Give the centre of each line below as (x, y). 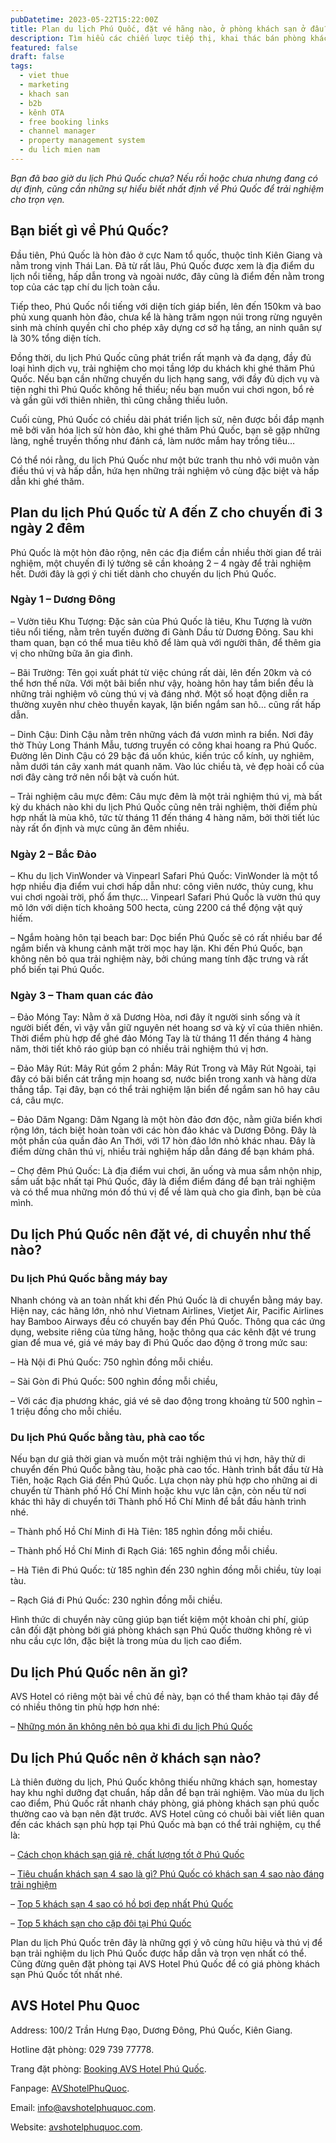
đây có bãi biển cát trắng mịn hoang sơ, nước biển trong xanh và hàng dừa (163, 1079)
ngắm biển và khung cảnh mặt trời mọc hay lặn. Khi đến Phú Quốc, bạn (156, 948)
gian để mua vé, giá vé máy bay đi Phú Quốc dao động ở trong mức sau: (159, 1343)
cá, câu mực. (37, 1100)
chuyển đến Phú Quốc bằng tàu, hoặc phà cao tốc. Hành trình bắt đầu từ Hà (167, 1470)
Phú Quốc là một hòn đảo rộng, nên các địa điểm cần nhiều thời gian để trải (166, 552)
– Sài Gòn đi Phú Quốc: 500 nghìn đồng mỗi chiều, (114, 1382)
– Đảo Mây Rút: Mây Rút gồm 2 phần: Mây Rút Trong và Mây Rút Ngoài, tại (163, 1068)
